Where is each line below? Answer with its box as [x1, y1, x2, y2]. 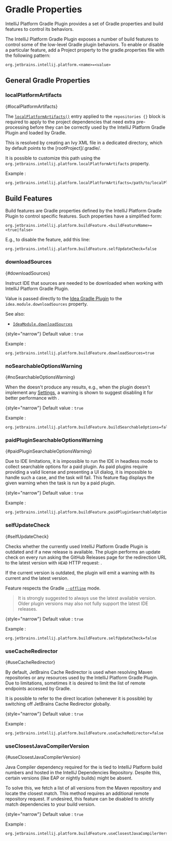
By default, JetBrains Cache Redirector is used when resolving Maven [5, 669, 153, 675]
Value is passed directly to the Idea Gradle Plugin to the [5, 295, 122, 301]
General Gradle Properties [5, 76, 91, 85]
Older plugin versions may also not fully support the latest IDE [17, 600, 148, 607]
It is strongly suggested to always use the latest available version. [17, 595, 157, 601]
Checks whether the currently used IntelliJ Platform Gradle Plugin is [5, 543, 148, 550]
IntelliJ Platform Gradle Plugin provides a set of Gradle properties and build [5, 21, 164, 27]
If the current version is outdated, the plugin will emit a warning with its [5, 570, 155, 576]
